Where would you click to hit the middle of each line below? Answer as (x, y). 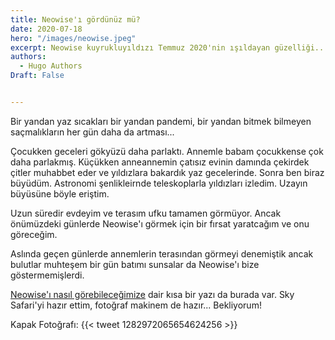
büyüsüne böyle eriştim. (60, 193)
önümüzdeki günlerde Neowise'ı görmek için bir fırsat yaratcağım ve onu (160, 223)
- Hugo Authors (51, 66)
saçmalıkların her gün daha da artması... (92, 132)
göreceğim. (34, 234)
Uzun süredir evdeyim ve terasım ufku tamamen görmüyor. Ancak (146, 213)
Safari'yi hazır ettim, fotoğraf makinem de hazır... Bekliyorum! (136, 305)
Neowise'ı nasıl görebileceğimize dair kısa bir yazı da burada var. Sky (152, 294)
